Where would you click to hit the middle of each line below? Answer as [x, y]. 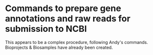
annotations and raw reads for [68, 19]
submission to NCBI [46, 29]
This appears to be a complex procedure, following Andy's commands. [77, 42]
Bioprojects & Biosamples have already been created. [59, 47]
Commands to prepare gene [63, 8]
